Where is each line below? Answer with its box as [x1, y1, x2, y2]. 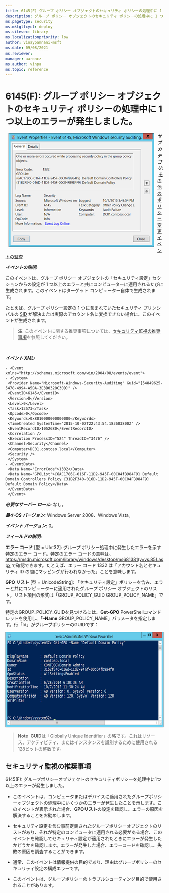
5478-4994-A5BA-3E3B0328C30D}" [5, 386, 71, 391]
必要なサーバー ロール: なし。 [5, 502, 66, 508]
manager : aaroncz [5, 56, 42, 61]
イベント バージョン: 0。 [5, 523, 56, 529]
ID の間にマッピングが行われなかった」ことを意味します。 [19, 569, 139, 575]
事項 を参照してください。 [17, 334, 70, 340]
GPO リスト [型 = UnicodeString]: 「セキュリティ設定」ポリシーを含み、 [5, 579, 155, 585]
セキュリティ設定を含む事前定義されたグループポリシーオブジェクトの [12, 823, 158, 829]
